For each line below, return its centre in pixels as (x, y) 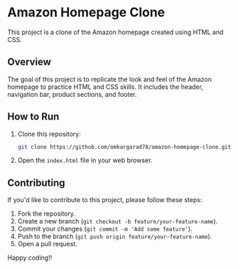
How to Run (33, 117)
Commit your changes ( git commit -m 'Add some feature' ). (105, 229)
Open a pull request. (48, 244)
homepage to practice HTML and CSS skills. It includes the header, (106, 87)
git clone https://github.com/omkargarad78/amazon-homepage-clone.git (124, 147)
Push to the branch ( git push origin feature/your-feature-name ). (115, 236)
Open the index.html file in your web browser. (85, 160)
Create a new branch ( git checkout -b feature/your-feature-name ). (118, 221)
